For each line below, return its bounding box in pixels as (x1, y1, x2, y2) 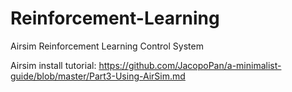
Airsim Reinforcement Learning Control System (10, 40, 204, 52)
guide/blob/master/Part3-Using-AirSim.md (10, 70, 186, 82)
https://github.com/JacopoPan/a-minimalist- (98, 59, 282, 71)
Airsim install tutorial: (10, 59, 97, 71)
